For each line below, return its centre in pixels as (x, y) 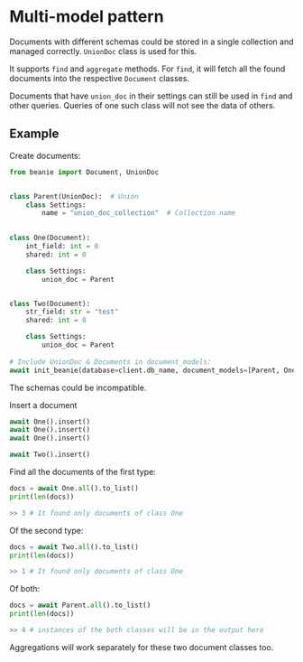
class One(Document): (50, 238)
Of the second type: (46, 530)
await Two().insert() (50, 455)
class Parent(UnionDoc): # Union (74, 196)
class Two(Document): (50, 303)
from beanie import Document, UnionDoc (84, 172)
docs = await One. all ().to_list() (74, 489)
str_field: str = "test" (72, 312)
